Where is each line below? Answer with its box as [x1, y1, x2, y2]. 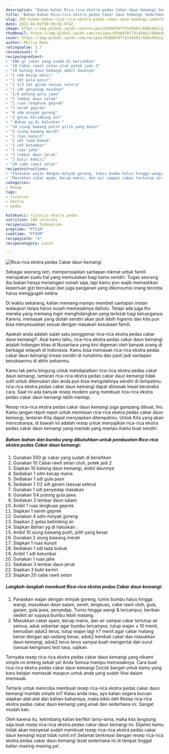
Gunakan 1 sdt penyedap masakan [13, 487, 84, 493]
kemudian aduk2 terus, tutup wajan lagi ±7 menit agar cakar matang [13, 628, 154, 634]
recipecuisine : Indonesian [6, 222, 62, 227]
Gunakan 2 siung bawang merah [13, 535, 81, 541]
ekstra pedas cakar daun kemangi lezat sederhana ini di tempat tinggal [6, 737, 152, 744]
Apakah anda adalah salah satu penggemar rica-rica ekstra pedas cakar [6, 331, 155, 337]
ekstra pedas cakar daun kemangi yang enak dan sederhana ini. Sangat [6, 701, 154, 707]
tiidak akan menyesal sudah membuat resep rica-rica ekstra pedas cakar [6, 727, 156, 733]
